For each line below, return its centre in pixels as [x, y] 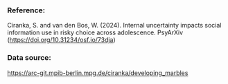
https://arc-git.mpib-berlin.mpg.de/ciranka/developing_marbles [98, 73]
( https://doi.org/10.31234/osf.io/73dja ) [61, 40]
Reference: [26, 10]
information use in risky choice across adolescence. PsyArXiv [95, 32]
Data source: [29, 58]
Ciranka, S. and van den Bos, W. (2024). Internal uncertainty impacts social [114, 25]
